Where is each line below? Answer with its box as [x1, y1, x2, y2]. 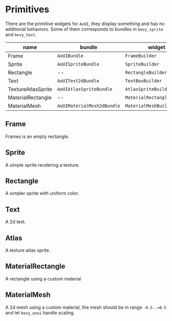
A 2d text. [5, 219, 26, 225]
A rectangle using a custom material [5, 275, 81, 282]
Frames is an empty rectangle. [5, 133, 70, 139]
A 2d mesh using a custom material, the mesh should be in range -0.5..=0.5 [5, 304, 166, 310]
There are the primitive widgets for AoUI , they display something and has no [5, 21, 165, 27]
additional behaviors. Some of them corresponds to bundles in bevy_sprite [5, 26, 163, 32]
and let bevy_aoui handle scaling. [5, 309, 75, 316]
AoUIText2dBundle [57, 78, 100, 84]
